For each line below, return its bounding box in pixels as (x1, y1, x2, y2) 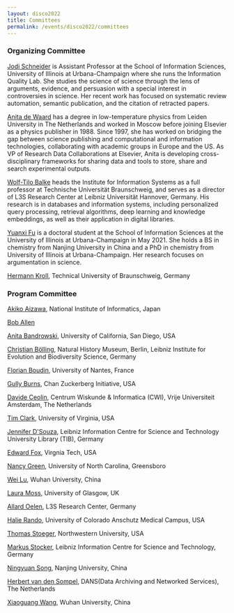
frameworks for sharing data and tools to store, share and (41, 157, 208, 165)
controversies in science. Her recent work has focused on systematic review (7, 91, 227, 100)
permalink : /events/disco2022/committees (7, 23, 130, 30)
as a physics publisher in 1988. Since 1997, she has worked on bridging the (7, 127, 222, 136)
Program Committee (7, 288, 77, 298)
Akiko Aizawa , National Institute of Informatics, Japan (7, 304, 161, 313)
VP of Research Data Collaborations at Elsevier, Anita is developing (7, 149, 200, 157)
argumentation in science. (7, 258, 82, 266)
